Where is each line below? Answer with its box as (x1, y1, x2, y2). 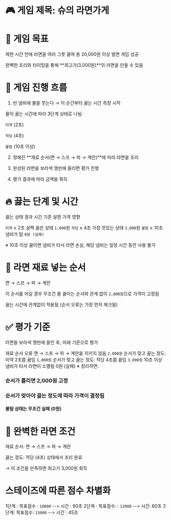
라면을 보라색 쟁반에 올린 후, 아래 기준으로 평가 (5, 339, 98, 345)
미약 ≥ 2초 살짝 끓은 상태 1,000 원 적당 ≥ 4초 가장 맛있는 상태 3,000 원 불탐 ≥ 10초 (5, 225, 163, 231)
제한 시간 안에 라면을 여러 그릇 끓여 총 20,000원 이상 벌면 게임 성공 (5, 51, 139, 57)
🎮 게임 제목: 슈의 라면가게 (5, 5, 110, 16)
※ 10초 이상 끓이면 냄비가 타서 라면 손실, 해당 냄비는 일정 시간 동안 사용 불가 (5, 242, 156, 248)
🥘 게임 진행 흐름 (5, 82, 68, 94)
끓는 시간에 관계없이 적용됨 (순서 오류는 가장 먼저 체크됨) (5, 301, 118, 307)
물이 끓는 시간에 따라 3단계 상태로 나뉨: (5, 111, 83, 117)
